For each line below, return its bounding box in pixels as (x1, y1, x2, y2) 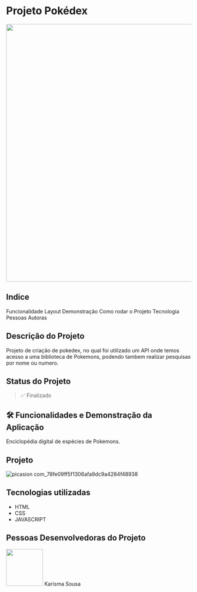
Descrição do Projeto (6, 331, 85, 341)
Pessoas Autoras (6, 314, 47, 321)
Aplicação (6, 422, 44, 432)
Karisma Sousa (44, 580, 81, 587)
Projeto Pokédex (6, 4, 88, 18)
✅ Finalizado (20, 392, 52, 399)
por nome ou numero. (6, 359, 59, 366)
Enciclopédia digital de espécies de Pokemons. (6, 438, 121, 445)
